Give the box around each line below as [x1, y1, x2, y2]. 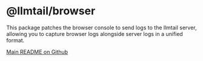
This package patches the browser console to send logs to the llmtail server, [6, 24, 197, 31]
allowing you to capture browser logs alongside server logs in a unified [6, 30, 183, 37]
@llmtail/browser [6, 4, 96, 18]
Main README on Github [6, 48, 68, 55]
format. [6, 36, 25, 44]
